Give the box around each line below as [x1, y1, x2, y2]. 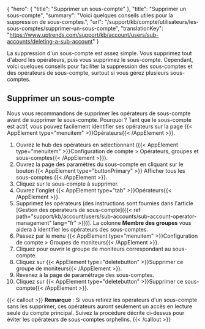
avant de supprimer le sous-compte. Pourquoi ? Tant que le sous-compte [7, 116, 192, 123]
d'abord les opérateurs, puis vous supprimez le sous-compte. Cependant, [7, 56, 193, 63]
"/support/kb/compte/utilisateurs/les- [104, 18, 199, 25]
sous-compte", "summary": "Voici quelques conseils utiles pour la [7, 12, 173, 19]
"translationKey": [121, 25, 164, 32]
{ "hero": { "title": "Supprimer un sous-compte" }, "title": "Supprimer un [7, 6, 186, 12]
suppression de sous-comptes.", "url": [7, 18, 103, 25]
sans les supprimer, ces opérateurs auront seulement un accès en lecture [7, 303, 193, 310]
